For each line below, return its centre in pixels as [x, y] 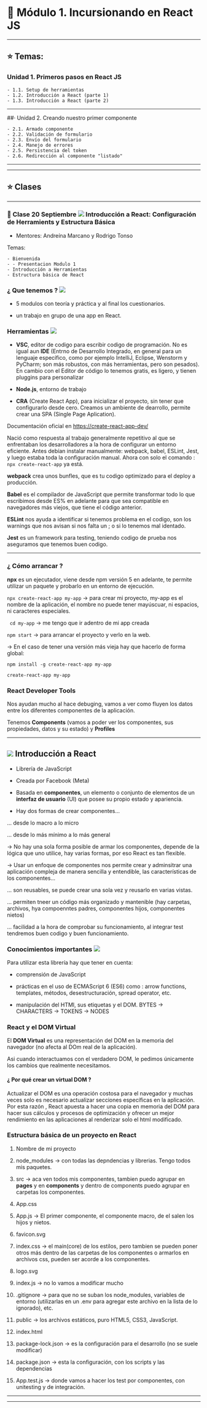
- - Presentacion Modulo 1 [41, 264]
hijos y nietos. [33, 1222]
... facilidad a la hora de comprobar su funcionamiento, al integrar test [95, 927]
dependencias [34, 1368]
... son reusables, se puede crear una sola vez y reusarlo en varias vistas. [100, 890]
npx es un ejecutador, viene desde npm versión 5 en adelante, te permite [100, 579]
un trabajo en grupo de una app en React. [68, 316]
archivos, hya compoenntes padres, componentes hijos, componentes [96, 908]
